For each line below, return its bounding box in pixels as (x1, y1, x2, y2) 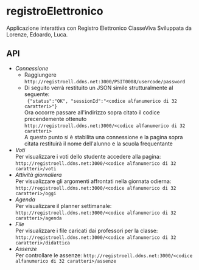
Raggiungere (24, 71, 57, 78)
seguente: (24, 90, 50, 98)
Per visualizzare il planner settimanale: (15, 202, 112, 209)
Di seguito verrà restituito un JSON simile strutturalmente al (24, 84, 173, 91)
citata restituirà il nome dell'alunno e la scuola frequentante (24, 140, 173, 147)
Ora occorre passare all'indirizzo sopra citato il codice (24, 108, 160, 116)
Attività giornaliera (15, 171, 62, 178)
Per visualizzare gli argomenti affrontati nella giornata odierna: (15, 178, 172, 185)
